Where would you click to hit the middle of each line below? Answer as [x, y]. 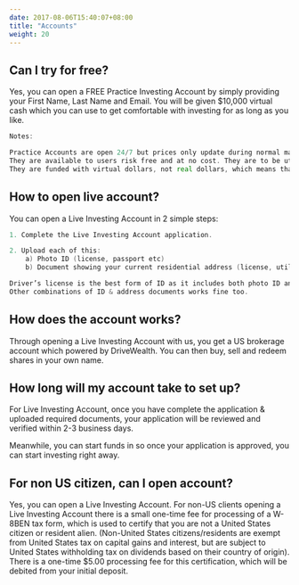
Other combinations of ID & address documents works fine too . [129, 292]
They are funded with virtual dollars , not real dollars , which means [143, 169]
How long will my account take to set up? [125, 387]
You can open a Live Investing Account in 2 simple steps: [114, 218]
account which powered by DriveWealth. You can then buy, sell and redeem [148, 350]
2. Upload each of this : [55, 251]
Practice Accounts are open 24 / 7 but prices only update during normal [145, 152]
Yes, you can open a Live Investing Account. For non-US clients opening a [145, 505]
